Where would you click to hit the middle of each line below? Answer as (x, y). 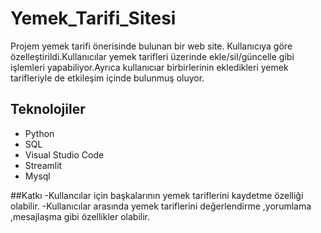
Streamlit (43, 165)
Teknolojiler (48, 109)
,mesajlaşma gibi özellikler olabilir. (80, 216)
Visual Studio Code (64, 154)
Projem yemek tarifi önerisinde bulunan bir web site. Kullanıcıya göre (151, 46)
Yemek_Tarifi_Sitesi (93, 18)
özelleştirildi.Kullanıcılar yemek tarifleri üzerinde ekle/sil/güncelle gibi (152, 56)
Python (39, 133)
